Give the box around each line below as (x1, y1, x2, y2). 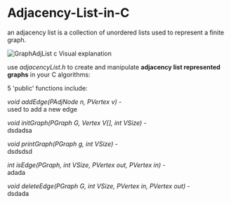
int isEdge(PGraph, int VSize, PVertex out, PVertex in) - (7, 160, 166, 169)
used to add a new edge (7, 105, 77, 113)
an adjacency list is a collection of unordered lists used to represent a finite (7, 28, 225, 37)
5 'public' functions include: (7, 84, 88, 92)
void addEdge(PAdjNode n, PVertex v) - (7, 97, 122, 106)
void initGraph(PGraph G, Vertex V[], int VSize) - (7, 118, 147, 127)
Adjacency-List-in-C (7, 5, 130, 21)
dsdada (7, 189, 29, 197)
